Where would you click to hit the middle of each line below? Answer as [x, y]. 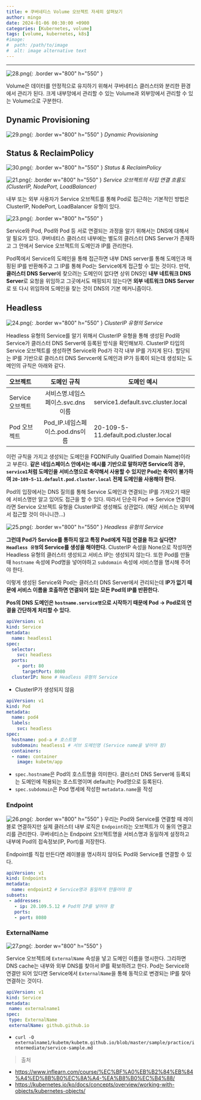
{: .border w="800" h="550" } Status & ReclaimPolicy [95, 168]
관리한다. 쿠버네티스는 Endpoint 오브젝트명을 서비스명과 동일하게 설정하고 [103, 834]
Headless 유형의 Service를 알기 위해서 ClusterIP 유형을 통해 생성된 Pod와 [93, 336]
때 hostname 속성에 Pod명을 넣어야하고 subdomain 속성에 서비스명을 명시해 [93, 562]
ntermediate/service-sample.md [54, 1048]
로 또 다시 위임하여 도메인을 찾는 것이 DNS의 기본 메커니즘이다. [80, 289]
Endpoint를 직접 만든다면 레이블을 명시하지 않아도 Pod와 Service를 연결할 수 [96, 854]
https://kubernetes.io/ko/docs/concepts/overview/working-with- [95, 1084]
